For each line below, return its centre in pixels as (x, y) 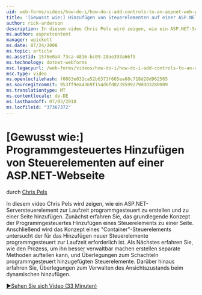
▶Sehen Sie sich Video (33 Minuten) (52, 286)
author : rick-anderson (35, 23)
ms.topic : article (29, 51)
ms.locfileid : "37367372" (38, 107)
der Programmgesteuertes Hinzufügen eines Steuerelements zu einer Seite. (100, 223)
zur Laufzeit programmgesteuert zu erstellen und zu (124, 210)
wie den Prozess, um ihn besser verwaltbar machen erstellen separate (93, 249)
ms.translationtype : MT (36, 90)
